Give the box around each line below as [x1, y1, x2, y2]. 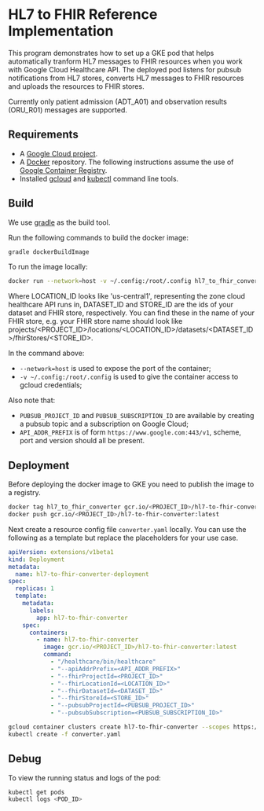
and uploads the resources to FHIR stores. [8, 81, 145, 91]
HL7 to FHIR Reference [8, 6, 158, 24]
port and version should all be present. [19, 436, 145, 446]
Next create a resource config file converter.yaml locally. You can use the [8, 524, 247, 534]
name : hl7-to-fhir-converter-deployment [15, 570, 149, 578]
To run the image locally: [8, 262, 88, 272]
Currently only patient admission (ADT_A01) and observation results [8, 97, 228, 106]
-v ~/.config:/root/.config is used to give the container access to [19, 372, 239, 382]
